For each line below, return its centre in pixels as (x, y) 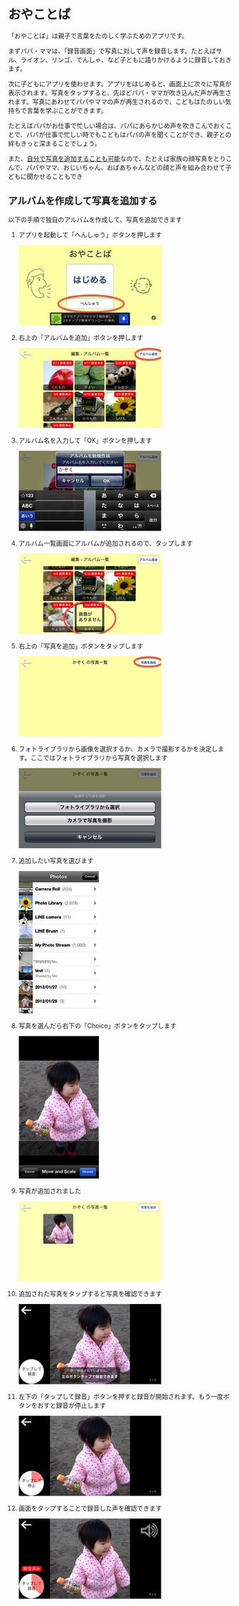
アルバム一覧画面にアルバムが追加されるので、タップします (105, 543)
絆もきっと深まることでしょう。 (55, 143)
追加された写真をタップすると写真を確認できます (90, 1293)
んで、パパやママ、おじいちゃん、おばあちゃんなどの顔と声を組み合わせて (117, 167)
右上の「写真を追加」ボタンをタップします (81, 646)
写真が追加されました (49, 1191)
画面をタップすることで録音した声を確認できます (90, 1508)
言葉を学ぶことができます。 (67, 110)
